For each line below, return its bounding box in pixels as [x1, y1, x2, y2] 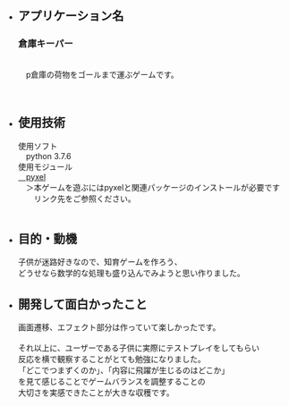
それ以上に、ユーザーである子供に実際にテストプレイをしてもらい [17, 343, 259, 353]
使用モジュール [17, 161, 73, 172]
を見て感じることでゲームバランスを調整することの [17, 376, 206, 387]
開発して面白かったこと [17, 296, 148, 311]
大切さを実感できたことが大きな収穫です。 [17, 387, 174, 398]
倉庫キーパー [17, 38, 73, 50]
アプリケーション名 [17, 8, 124, 24]
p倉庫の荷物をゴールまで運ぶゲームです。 [25, 69, 179, 80]
